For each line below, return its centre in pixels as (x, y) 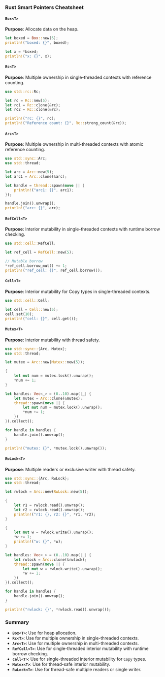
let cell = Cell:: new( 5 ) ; (32, 309)
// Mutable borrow (24, 261)
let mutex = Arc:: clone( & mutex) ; (48, 398)
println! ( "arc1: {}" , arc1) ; (44, 190)
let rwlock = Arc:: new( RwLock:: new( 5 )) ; (47, 492)
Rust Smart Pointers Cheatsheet (44, 7)
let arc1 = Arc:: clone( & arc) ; (36, 176)
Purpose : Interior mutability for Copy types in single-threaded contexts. (78, 291)
